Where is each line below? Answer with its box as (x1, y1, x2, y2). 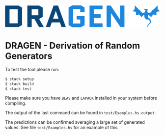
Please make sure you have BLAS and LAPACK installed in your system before (5, 95, 157, 101)
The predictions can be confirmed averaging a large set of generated (5, 119, 145, 125)
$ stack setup (5, 77, 34, 81)
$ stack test (5, 86, 32, 91)
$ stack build (5, 81, 34, 86)
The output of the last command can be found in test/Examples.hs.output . (5, 110, 156, 116)
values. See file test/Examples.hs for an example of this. (5, 125, 119, 131)
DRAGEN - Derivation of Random (5, 40, 140, 51)
